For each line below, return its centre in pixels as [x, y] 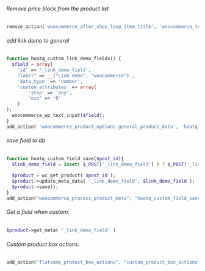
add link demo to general [38, 40]
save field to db [26, 141]
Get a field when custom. [38, 212]
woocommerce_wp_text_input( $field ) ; [58, 116]
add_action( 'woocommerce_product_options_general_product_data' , [92, 127]
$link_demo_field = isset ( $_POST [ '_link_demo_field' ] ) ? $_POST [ [99, 164]
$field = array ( [32, 65]
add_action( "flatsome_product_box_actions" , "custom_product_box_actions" [103, 262]
